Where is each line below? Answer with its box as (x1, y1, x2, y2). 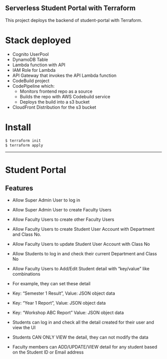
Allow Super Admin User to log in (12, 197, 81, 203)
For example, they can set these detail (12, 281, 91, 287)
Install (5, 122, 31, 133)
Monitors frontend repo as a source (19, 88, 93, 94)
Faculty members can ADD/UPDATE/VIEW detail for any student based (12, 344, 158, 350)
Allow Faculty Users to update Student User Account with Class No (12, 241, 150, 247)
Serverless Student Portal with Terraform (5, 4, 136, 12)
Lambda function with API (12, 62, 66, 68)
